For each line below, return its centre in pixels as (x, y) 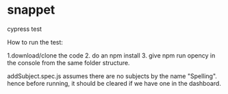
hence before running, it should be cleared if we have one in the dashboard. (114, 83)
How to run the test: (35, 42)
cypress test (25, 29)
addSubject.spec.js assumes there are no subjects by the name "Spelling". (112, 76)
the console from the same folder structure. (68, 62)
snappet (31, 10)
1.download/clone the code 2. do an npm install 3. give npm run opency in (111, 55)
